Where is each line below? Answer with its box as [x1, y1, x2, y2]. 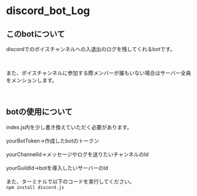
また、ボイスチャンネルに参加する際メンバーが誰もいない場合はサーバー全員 [6, 69, 191, 76]
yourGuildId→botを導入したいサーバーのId [6, 164, 109, 171]
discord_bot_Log [6, 4, 90, 18]
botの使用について [6, 107, 73, 117]
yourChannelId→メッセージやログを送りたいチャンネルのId [6, 151, 149, 158]
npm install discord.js [6, 184, 65, 190]
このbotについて [6, 29, 65, 39]
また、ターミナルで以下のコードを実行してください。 [6, 178, 135, 185]
